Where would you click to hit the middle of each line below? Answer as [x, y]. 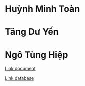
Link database [20, 78]
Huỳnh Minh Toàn [43, 9]
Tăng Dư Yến [32, 32]
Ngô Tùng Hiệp [37, 55]
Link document [20, 69]
